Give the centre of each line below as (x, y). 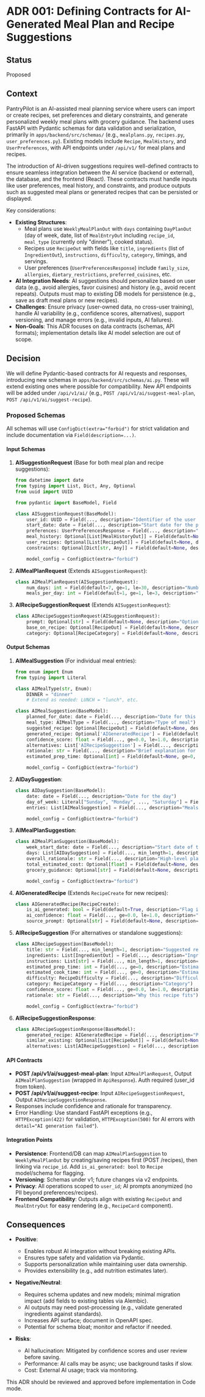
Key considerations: (31, 210)
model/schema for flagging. (50, 1173)
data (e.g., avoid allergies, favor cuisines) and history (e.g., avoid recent (105, 287)
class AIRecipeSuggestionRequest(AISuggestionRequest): (88, 616)
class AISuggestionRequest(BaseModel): (66, 514)
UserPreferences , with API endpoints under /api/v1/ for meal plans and (96, 148)
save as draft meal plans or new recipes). (67, 300)
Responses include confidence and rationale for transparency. (93, 1106)
